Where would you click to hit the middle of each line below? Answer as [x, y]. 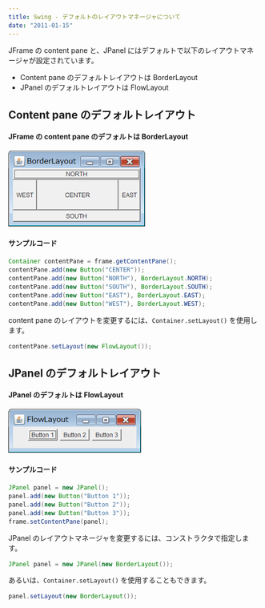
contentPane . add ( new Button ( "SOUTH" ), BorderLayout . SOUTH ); [111, 287]
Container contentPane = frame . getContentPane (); [93, 262]
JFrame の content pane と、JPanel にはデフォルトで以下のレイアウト [124, 50]
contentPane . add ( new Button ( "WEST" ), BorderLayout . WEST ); [107, 304]
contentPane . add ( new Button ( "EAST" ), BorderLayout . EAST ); [107, 295]
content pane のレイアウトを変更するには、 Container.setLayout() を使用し [133, 320]
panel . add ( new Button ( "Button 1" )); [69, 497]
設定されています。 [67, 60]
